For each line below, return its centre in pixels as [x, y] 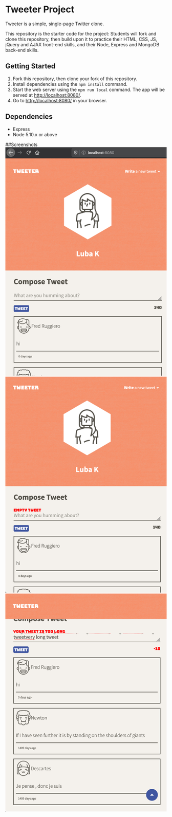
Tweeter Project [40, 10]
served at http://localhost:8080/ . [47, 95]
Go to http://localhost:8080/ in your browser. [60, 100]
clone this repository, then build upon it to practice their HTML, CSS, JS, [81, 39]
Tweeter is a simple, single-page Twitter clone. [55, 24]
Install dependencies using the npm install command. [70, 84]
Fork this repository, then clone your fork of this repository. [75, 79]
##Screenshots [21, 144]
